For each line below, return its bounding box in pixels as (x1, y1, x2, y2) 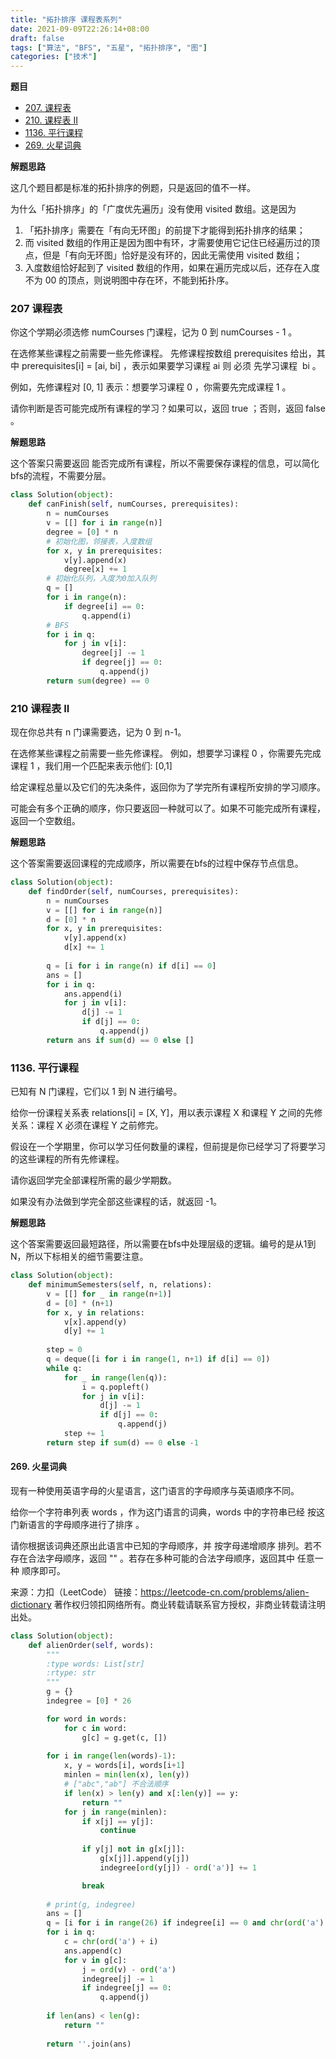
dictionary (10, 1598, 52, 1610)
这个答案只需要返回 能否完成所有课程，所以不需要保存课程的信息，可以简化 (10, 457, 320, 470)
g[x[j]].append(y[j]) (99, 1854, 190, 1864)
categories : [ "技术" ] (10, 52, 98, 62)
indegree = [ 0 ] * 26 (46, 1696, 132, 1706)
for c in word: (63, 1723, 128, 1733)
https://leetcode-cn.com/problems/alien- (140, 1586, 310, 1598)
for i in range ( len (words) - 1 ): (46, 1751, 177, 1761)
